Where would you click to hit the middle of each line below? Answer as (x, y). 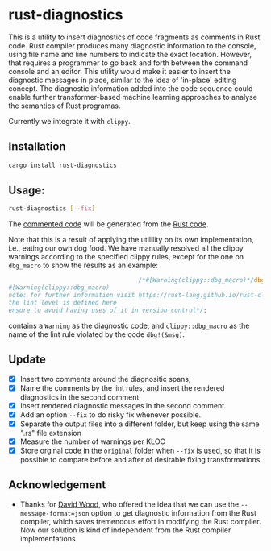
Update (27, 360)
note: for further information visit (72, 296)
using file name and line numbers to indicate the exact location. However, (130, 54)
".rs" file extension (51, 433)
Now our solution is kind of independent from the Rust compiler (125, 530)
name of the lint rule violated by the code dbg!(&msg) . (97, 334)
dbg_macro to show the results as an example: (83, 265)
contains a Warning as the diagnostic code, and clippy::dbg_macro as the (129, 325)
